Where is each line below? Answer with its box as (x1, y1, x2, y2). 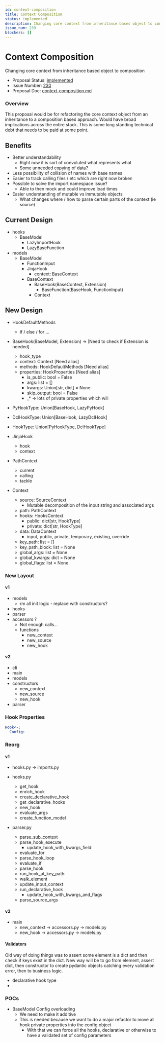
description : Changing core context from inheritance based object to (5, 21, 153, 26)
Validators (5, 941, 27, 947)
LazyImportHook (27, 239, 61, 245)
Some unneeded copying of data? (19, 165, 88, 171)
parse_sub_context (19, 834, 58, 840)
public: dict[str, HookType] (27, 518, 81, 523)
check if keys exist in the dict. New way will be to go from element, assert (5, 957, 154, 963)
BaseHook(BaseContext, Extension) (34, 281, 107, 287)
